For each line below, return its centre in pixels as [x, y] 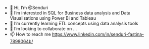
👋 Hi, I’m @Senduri [29, 8]
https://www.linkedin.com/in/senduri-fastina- [98, 34]
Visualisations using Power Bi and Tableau [53, 18]
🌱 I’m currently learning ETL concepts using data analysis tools [74, 23]
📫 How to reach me [30, 34]
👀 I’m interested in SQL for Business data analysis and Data [70, 13]
